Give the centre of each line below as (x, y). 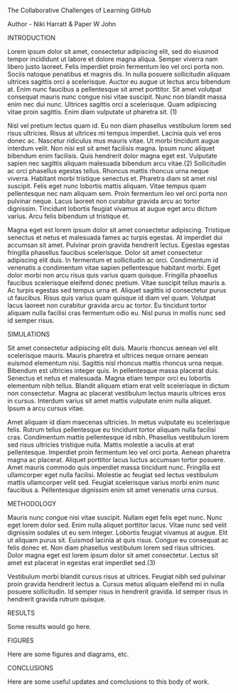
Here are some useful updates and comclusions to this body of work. (108, 682)
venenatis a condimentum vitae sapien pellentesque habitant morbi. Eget (114, 268)
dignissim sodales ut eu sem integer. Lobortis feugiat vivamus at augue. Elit (118, 533)
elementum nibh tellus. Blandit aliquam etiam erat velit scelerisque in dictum (118, 386)
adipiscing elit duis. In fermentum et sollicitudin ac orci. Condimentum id (113, 260)
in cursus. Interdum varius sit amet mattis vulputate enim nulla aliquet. (109, 401)
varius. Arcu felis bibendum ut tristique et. (69, 216)
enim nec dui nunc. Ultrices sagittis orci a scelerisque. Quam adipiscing (112, 104)
